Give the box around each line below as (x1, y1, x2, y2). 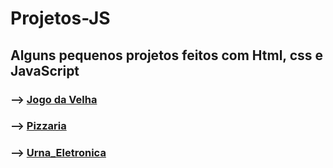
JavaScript (10, 62, 80, 79)
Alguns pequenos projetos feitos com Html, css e (10, 47, 324, 64)
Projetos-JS (10, 7, 111, 30)
